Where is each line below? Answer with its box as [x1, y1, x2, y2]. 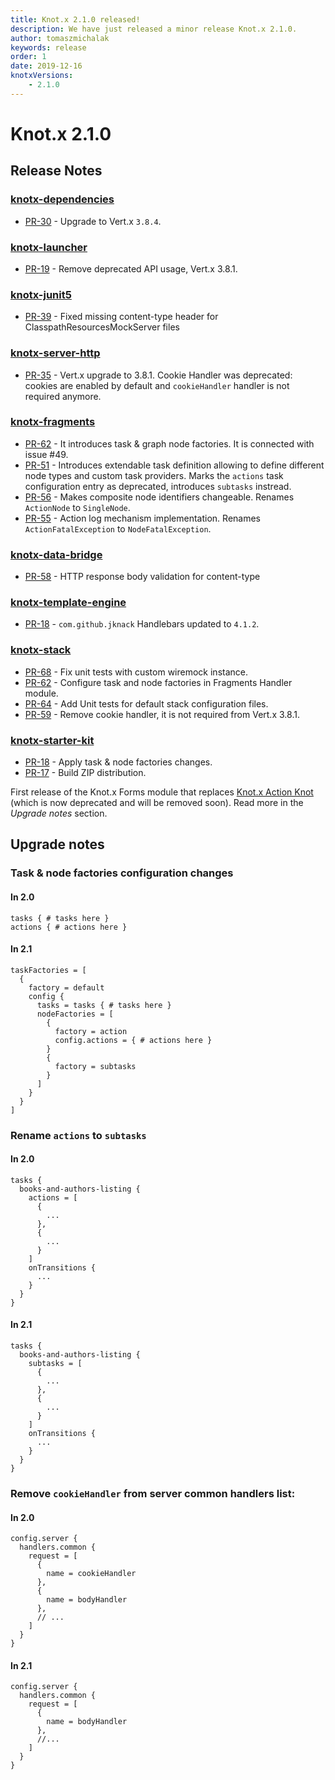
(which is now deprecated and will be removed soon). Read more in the [10, 797, 304, 808]
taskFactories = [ [10, 965, 87, 975]
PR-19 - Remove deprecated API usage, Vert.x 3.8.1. [24, 262, 238, 275]
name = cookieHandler [46, 1569, 137, 1579]
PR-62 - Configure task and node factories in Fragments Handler [24, 676, 293, 688]
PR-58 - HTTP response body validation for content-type [24, 571, 261, 583]
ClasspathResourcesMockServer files [24, 321, 180, 333]
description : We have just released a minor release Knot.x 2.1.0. [10, 24, 298, 34]
